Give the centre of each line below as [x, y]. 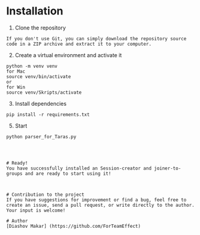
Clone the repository [40, 28]
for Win [16, 87]
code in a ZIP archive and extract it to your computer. [79, 44]
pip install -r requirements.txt [48, 114]
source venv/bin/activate [38, 76]
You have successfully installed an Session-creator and [79, 168]
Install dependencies [41, 103]
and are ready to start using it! [68, 173]
